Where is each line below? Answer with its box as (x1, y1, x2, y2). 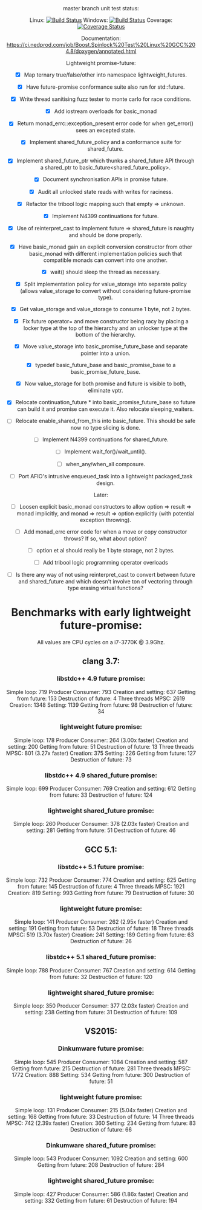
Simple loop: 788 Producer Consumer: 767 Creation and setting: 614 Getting (6, 966, 196, 974)
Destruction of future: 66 (70, 1126, 132, 1133)
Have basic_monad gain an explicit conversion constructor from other (18, 243, 193, 250)
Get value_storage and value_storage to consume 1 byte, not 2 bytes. (19, 305, 192, 312)
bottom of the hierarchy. (75, 331, 136, 339)
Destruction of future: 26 (70, 938, 132, 945)
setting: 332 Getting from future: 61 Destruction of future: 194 (24, 1197, 178, 1204)
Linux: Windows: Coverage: (29, 16, 173, 24)
